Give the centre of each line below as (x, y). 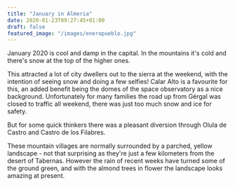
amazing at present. (36, 176)
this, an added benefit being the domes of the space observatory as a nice (115, 89)
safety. (17, 111)
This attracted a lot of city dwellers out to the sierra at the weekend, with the (117, 74)
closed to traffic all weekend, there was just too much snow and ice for (109, 104)
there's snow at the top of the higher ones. (69, 61)
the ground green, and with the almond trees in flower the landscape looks (115, 168)
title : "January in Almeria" (50, 14)
